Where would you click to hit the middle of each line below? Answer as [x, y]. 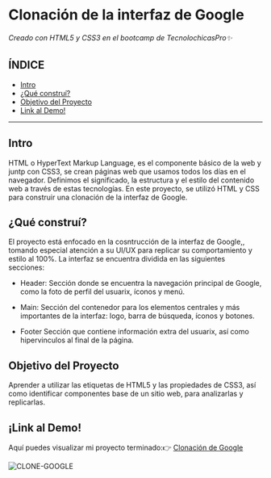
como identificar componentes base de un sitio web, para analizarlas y [126, 394]
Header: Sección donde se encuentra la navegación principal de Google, [141, 283]
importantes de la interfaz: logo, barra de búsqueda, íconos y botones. [138, 316]
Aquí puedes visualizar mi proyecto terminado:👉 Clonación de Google [126, 448]
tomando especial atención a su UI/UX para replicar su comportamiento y [130, 250]
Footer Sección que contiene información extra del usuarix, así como [135, 332]
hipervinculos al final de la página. [77, 340]
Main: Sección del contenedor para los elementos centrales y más [130, 308]
